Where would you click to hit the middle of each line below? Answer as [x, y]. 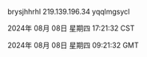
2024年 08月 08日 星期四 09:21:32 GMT [73, 45]
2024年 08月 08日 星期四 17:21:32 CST [71, 28]
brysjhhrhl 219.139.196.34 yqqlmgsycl [69, 12]
